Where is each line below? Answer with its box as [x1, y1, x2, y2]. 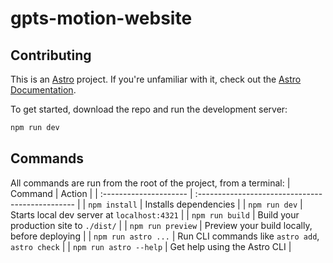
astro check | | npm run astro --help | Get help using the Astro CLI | [10, 240, 292, 252]
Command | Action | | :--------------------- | [10, 187, 193, 199]
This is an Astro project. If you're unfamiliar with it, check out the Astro [10, 73, 302, 85]
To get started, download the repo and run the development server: [10, 103, 288, 115]
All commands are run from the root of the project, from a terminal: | [10, 177, 291, 189]
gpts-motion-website [10, 7, 193, 30]
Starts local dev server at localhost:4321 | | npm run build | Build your [10, 208, 300, 221]
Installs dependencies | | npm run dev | [144, 198, 303, 210]
